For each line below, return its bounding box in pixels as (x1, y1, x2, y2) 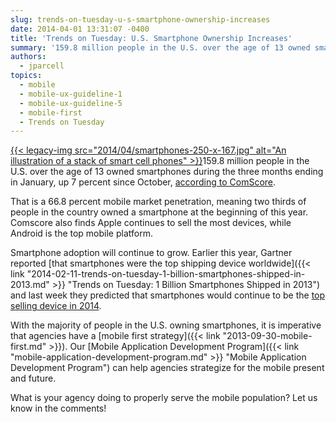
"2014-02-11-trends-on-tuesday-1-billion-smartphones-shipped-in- (26, 268, 306, 280)
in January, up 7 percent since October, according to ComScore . (10, 176, 277, 188)
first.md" (10, 341, 47, 353)
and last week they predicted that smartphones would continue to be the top (10, 289, 326, 301)
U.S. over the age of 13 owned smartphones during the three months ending (10, 166, 324, 178)
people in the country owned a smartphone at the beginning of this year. (10, 206, 309, 218)
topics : (10, 71, 43, 81)
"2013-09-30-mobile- (222, 330, 313, 342)
